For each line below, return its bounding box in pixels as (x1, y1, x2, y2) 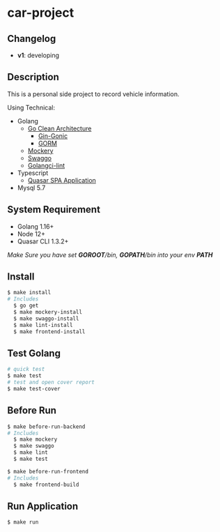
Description (7, 71, 59, 83)
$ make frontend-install (13, 328, 86, 335)
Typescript (17, 169, 49, 177)
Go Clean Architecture (27, 124, 92, 132)
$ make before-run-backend (7, 423, 86, 430)
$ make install (7, 289, 52, 296)
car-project (7, 5, 74, 21)
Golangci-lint (27, 161, 65, 169)
